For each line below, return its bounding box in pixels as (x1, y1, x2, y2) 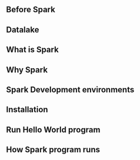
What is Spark (6, 45, 59, 55)
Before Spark (6, 5, 56, 15)
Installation (6, 105, 48, 115)
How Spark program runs (6, 145, 101, 155)
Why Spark (6, 65, 48, 75)
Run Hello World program (6, 125, 101, 135)
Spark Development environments (6, 85, 135, 95)
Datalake (6, 25, 39, 35)
